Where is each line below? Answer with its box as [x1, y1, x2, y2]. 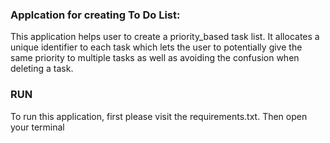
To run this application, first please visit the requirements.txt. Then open [10, 110, 308, 122]
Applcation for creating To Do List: [10, 8, 181, 22]
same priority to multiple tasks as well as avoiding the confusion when [10, 52, 300, 64]
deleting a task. [10, 63, 74, 75]
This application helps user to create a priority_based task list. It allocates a [10, 31, 320, 43]
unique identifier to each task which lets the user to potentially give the [10, 41, 303, 53]
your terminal [10, 121, 65, 133]
